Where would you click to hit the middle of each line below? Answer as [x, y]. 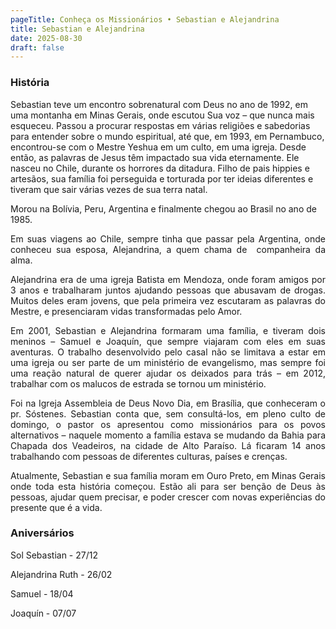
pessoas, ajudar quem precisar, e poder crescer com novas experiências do [168, 497]
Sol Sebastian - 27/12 [54, 555]
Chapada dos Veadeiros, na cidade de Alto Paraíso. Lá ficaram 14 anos [168, 445]
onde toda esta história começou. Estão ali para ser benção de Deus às [168, 486]
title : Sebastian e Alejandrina [77, 29]
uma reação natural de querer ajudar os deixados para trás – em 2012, [168, 373]
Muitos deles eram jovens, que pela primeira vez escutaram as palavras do [168, 300]
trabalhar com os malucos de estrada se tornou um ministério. [138, 383]
